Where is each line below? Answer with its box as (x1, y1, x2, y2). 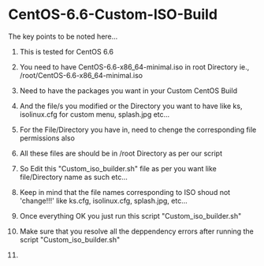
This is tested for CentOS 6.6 (19, 47, 114, 56)
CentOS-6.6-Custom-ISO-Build (8, 6, 218, 24)
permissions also (19, 133, 75, 143)
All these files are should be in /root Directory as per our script (19, 148, 223, 158)
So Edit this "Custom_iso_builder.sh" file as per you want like (19, 163, 217, 173)
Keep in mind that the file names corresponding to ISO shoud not (19, 187, 231, 197)
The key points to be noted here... (8, 32, 118, 41)
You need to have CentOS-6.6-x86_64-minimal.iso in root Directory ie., (19, 62, 250, 72)
